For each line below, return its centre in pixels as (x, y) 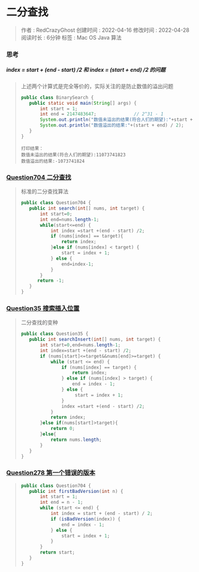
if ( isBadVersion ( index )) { (86, 519)
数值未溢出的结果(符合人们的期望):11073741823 (73, 155)
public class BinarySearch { (57, 97)
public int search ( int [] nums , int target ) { (87, 208)
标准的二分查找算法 (45, 192)
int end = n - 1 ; (61, 503)
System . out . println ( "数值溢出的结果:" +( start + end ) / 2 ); (112, 125)
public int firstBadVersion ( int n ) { (76, 491)
